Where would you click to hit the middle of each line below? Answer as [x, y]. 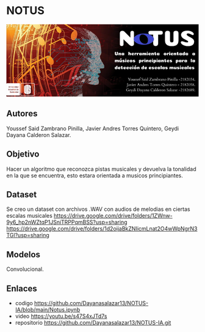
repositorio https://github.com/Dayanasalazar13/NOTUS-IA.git [93, 323]
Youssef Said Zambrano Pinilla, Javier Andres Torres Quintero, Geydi [92, 128]
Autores [22, 114]
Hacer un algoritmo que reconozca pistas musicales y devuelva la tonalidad [101, 169]
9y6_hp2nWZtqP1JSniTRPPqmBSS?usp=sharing [67, 222]
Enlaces [22, 288]
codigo [24, 303]
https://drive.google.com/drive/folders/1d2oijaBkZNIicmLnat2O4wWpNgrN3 [102, 229]
